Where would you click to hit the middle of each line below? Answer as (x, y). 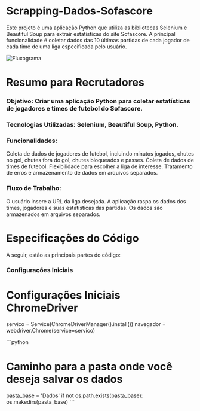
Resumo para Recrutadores (75, 83)
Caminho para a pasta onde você (90, 366)
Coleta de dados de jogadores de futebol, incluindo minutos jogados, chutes (100, 154)
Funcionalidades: (32, 141)
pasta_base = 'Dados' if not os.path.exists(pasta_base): (75, 395)
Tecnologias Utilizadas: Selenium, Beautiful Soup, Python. (93, 124)
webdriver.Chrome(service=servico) (51, 331)
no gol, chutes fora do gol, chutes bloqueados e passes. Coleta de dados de (100, 160)
